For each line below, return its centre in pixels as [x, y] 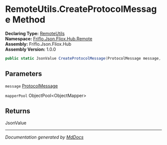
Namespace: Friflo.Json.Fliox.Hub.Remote [49, 39]
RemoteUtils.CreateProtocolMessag [81, 9]
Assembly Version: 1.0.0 [31, 49]
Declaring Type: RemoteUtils [35, 33]
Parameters [24, 74]
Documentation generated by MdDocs [44, 137]
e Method [25, 20]
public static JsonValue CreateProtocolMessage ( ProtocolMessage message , [83, 58]
